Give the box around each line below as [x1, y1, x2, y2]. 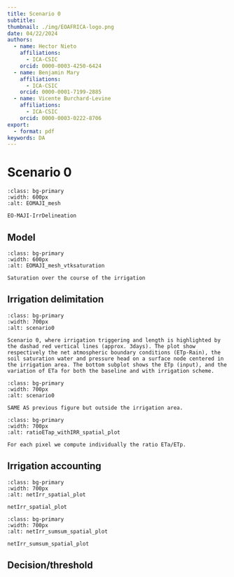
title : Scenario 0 [7, 10, 61, 18]
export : [7, 121, 30, 128]
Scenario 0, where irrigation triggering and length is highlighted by [7, 336, 221, 344]
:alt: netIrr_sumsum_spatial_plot [7, 528, 109, 535]
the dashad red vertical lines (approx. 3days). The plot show [7, 343, 196, 350]
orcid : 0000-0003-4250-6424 [20, 62, 102, 69]
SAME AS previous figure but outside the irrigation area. [7, 404, 184, 411]
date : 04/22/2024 [7, 29, 58, 37]
